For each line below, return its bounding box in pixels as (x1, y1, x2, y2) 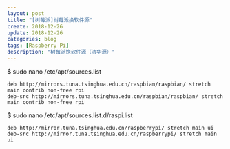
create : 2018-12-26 (7, 23, 63, 30)
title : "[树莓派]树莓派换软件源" (7, 17, 93, 23)
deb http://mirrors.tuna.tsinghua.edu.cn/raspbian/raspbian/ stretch (7, 81, 211, 88)
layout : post (7, 10, 45, 17)
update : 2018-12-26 (7, 29, 63, 37)
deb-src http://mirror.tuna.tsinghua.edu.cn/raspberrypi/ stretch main (7, 130, 217, 137)
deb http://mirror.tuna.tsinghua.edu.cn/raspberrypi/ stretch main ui (7, 124, 214, 131)
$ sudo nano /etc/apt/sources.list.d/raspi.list (7, 111, 133, 119)
